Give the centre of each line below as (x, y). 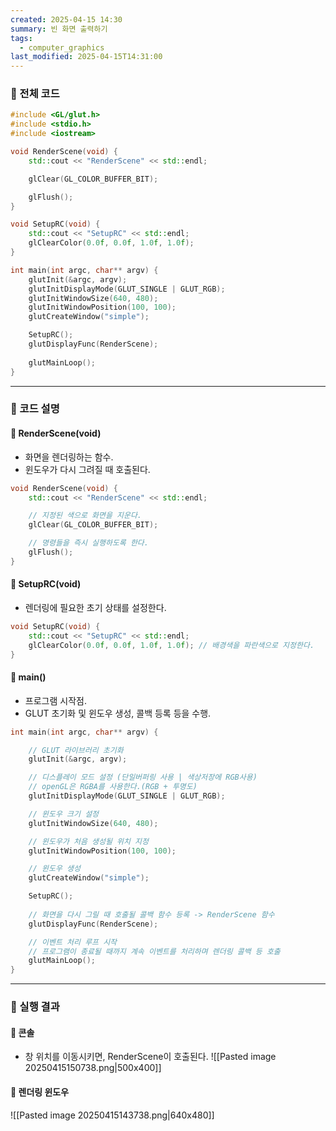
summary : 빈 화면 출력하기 (59, 29)
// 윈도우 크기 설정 (64, 814)
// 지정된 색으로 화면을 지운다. (85, 516)
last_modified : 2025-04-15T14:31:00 (86, 57)
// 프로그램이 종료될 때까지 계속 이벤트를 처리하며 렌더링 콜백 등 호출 (154, 951)
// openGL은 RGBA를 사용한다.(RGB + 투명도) (113, 787)
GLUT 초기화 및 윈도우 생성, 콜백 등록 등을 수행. (118, 713)
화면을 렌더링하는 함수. (69, 457)
